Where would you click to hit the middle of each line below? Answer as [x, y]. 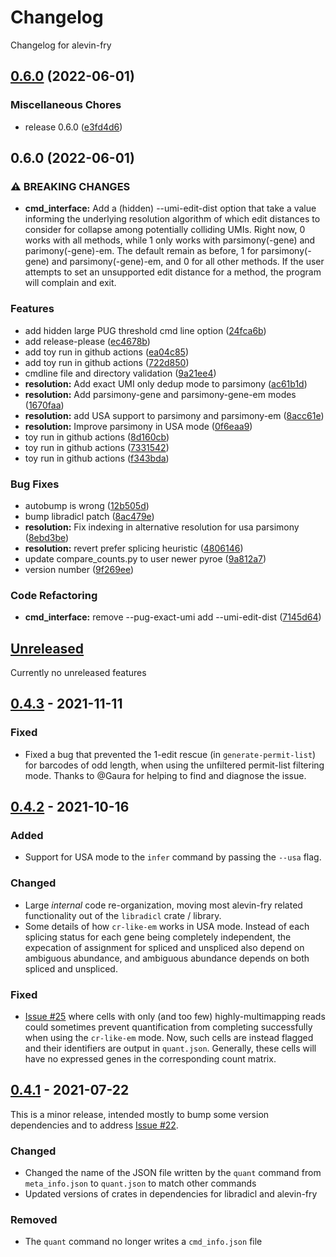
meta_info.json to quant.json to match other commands [140, 1183]
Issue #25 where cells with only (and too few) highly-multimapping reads [175, 1016]
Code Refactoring [54, 595]
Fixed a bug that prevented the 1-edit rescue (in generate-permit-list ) [170, 754]
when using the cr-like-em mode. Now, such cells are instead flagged [169, 1037]
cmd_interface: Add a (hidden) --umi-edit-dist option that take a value [170, 208]
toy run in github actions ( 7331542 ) [97, 447]
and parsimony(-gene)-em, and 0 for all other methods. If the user [188, 262]
